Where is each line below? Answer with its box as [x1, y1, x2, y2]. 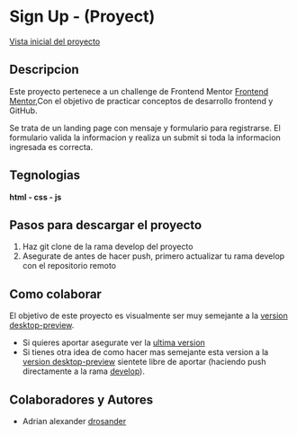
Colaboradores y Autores [9, 392, 154, 407]
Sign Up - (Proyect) [9, 6, 156, 27]
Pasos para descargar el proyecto [9, 217, 202, 233]
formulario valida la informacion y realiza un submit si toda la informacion [9, 132, 281, 143]
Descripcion [9, 62, 79, 77]
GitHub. [9, 105, 38, 116]
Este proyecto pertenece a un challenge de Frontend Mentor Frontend [9, 85, 269, 96]
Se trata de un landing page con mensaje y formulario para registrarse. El [9, 122, 281, 133]
